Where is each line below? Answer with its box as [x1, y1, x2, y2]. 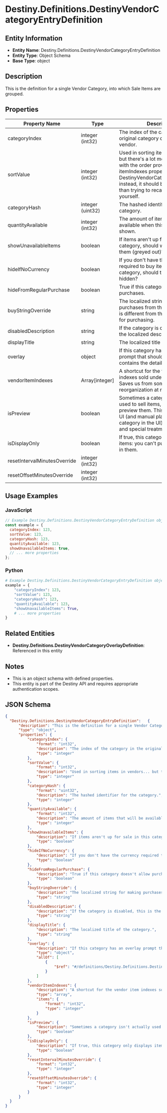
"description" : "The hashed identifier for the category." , [36, 793, 164, 798]
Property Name [23, 120, 61, 127]
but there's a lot [119, 155, 156, 162]
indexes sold [119, 373, 149, 380]
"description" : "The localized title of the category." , [36, 927, 157, 932]
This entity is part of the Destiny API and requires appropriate [12, 680, 138, 687]
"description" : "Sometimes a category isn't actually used [36, 1025, 162, 1030]
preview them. [119, 407, 153, 414]
